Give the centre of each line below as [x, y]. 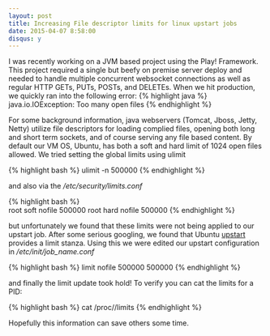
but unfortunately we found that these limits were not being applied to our [131, 226]
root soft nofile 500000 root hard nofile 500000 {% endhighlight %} [122, 211]
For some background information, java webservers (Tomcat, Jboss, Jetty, [133, 120]
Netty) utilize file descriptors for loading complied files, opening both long [132, 129]
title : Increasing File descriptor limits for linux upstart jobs [123, 23]
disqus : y [25, 38]
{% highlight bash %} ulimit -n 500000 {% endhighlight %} [107, 170]
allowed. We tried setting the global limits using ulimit [97, 155]
